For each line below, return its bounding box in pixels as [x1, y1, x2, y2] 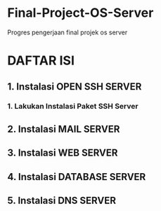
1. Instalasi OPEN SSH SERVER [7, 81, 142, 93]
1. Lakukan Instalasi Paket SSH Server [7, 102, 139, 111]
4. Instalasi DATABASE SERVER [7, 170, 146, 183]
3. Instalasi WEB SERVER [7, 147, 118, 159]
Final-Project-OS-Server [7, 5, 154, 21]
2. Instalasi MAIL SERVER [7, 123, 120, 135]
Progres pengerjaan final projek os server [7, 28, 128, 36]
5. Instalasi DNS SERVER [7, 195, 116, 206]
